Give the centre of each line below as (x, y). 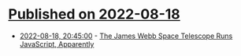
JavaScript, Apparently (57, 44)
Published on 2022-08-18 (95, 14)
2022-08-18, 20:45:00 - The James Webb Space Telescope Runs (126, 36)
